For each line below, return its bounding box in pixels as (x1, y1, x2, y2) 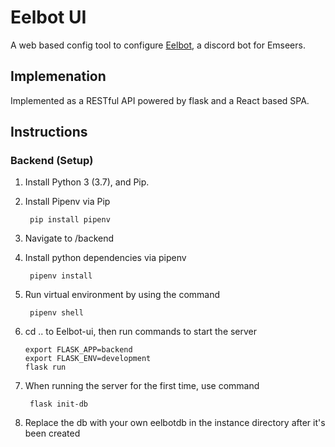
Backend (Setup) (10, 154, 94, 168)
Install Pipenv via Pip (24, 196, 111, 208)
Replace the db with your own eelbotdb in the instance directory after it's (24, 417, 326, 429)
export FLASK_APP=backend (24, 345, 133, 355)
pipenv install (29, 271, 93, 281)
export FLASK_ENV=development (24, 354, 152, 364)
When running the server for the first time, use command (24, 380, 260, 392)
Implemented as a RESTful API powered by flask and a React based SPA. (10, 94, 310, 106)
